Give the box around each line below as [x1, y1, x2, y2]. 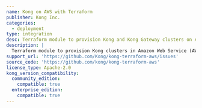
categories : [6, 20, 36, 26]
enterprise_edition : [11, 87, 63, 93]
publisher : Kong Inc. [6, 14, 61, 20]
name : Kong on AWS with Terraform [6, 8, 93, 15]
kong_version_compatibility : [6, 70, 79, 76]
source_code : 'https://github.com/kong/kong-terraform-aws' [6, 59, 161, 65]
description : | [6, 43, 44, 49]
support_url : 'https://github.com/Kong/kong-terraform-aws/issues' [6, 53, 179, 59]
